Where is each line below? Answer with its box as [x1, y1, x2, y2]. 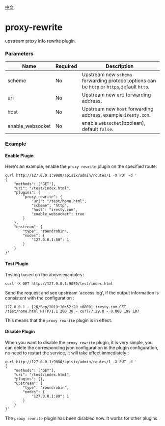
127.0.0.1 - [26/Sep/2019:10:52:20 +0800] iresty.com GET [5, 304, 126, 309]
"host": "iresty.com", [31, 208, 78, 213]
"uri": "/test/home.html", [31, 199, 87, 204]
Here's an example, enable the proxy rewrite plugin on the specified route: [5, 163, 157, 169]
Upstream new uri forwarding [82, 91, 151, 98]
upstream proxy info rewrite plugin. [5, 38, 76, 44]
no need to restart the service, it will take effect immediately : [5, 350, 129, 356]
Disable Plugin [5, 328, 35, 335]
